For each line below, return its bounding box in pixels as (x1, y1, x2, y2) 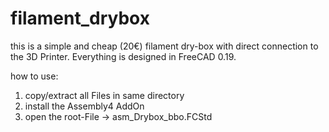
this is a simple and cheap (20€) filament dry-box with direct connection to (10, 40, 319, 52)
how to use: (10, 70, 59, 82)
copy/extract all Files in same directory (24, 89, 185, 101)
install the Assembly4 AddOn (24, 100, 145, 112)
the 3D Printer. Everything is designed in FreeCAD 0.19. (10, 50, 237, 62)
